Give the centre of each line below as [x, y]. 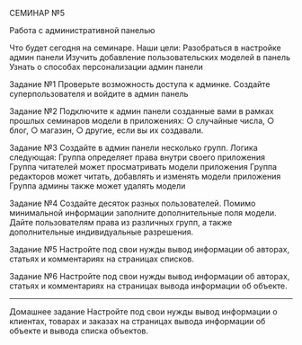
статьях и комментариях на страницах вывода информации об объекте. [148, 286]
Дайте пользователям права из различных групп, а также [121, 222]
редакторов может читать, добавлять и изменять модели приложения [145, 176]
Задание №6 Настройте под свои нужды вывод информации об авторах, [150, 276]
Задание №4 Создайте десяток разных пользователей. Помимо [133, 203]
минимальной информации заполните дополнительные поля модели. [143, 213]
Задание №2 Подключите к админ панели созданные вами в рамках [142, 111]
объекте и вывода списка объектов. [79, 331]
